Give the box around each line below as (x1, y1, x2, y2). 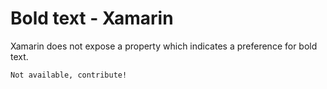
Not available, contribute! (10, 70, 128, 80)
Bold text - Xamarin (10, 7, 174, 30)
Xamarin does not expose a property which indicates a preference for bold (10, 40, 318, 52)
